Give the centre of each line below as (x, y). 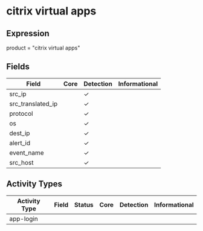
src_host (21, 162)
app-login (24, 218)
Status (84, 204)
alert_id (20, 143)
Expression (28, 33)
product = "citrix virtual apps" (43, 48)
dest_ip (20, 133)
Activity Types (34, 184)
